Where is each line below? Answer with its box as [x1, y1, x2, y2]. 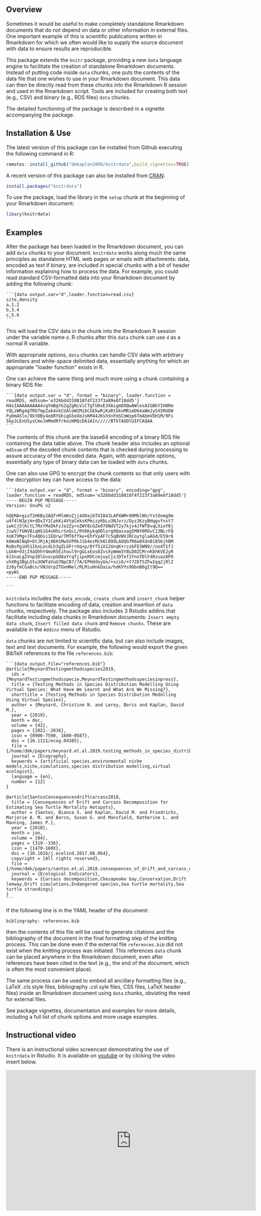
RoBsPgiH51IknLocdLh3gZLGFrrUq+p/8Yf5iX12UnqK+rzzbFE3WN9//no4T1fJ [6, 544, 174, 549]
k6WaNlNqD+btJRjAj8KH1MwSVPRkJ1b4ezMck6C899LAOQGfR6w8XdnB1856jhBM [6, 538, 174, 545]
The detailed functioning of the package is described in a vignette [6, 105, 165, 112]
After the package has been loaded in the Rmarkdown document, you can [6, 243, 184, 250]
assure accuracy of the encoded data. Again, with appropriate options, [6, 452, 176, 459]
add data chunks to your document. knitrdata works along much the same [6, 249, 186, 256]
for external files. [6, 996, 47, 1003]
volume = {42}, [11, 723, 48, 729]
